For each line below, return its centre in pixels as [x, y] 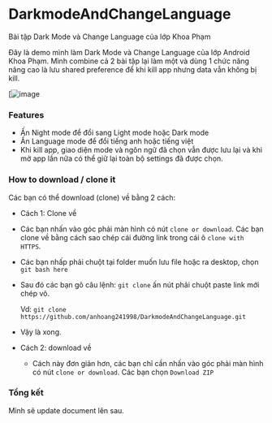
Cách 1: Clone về [48, 213]
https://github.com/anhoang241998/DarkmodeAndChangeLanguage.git [133, 317]
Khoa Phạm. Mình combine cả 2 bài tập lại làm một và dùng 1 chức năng [129, 61]
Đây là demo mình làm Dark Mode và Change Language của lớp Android [129, 52]
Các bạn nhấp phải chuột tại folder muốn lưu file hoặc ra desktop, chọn [139, 261]
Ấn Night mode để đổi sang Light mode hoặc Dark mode [114, 133]
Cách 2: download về [56, 347]
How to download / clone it [62, 179]
